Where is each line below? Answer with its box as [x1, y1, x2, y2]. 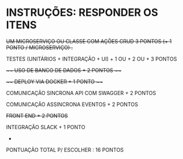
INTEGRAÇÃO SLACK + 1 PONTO [6, 123, 86, 130]
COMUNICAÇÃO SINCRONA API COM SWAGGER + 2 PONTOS [6, 89, 156, 96]
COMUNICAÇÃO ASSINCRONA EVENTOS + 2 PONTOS [6, 100, 139, 108]
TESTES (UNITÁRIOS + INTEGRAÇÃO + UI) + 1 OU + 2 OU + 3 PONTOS [6, 55, 177, 62]
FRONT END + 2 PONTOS [6, 112, 68, 119]
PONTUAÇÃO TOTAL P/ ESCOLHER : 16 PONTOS [6, 146, 124, 153]
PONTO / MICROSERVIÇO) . [6, 44, 73, 51]
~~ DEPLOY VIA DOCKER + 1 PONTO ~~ [6, 78, 103, 85]
